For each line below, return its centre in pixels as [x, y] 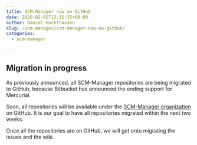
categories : [21, 34]
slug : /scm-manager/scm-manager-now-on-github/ [66, 28]
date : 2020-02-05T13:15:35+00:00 [47, 17]
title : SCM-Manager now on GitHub [49, 12]
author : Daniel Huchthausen [41, 22]
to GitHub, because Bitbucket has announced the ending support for [89, 89]
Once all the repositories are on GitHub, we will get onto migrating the [91, 130]
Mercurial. [19, 95]
